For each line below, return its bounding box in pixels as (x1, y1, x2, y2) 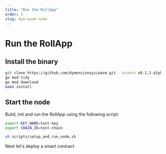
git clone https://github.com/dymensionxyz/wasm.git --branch (5, 70, 136, 76)
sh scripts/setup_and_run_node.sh (5, 134, 77, 139)
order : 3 (5, 12, 23, 17)
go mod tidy (5, 75, 30, 80)
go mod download (5, 80, 39, 85)
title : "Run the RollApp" (5, 7, 58, 12)
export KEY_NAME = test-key (5, 121, 58, 126)
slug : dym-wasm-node (5, 16, 48, 21)
